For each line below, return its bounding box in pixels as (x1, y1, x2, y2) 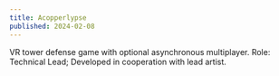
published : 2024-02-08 (9, 22, 95, 31)
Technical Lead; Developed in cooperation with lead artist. (9, 56, 226, 67)
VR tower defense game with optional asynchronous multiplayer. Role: (9, 46, 271, 57)
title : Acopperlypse (9, 13, 88, 23)
